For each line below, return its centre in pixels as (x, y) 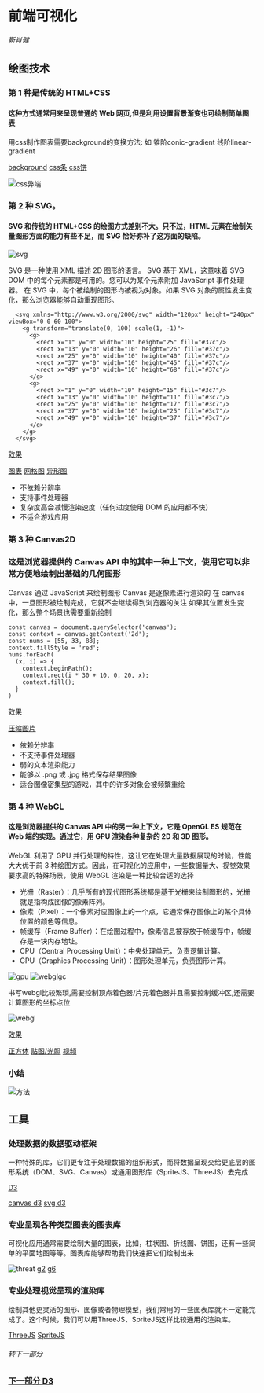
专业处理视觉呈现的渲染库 (57, 1291)
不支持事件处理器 (47, 755)
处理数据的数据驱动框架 (52, 1143)
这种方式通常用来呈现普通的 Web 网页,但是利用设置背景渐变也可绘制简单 (125, 113)
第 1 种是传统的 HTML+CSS (60, 93)
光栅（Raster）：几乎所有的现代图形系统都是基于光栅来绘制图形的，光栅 (135, 891)
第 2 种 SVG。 (34, 206)
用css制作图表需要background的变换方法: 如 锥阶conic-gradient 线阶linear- (130, 142)
